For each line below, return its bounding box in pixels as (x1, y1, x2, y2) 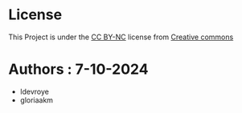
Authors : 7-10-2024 (8, 60, 149, 79)
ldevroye (19, 87, 50, 96)
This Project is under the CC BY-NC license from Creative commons (8, 32, 234, 42)
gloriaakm (19, 95, 54, 105)
